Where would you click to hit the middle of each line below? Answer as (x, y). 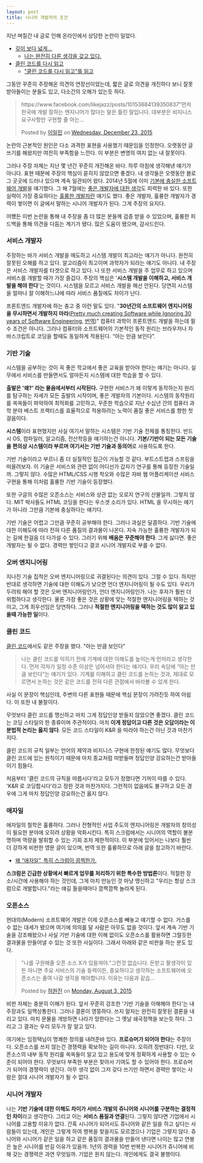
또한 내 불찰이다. (40, 702)
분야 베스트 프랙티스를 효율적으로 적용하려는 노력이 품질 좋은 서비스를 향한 (100, 411)
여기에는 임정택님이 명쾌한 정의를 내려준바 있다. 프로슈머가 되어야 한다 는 (91, 1039)
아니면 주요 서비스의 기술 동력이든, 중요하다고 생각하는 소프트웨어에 (107, 971)
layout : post (23, 12)
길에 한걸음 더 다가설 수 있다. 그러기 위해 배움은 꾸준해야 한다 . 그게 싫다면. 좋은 (105, 538)
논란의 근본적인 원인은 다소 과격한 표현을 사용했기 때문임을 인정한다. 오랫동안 (97, 145)
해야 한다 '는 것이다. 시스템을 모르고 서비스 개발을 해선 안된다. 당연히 (97, 285)
